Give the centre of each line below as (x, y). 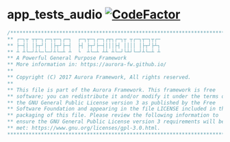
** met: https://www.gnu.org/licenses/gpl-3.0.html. (84, 128)
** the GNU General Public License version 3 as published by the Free (111, 102)
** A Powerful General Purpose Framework (67, 58)
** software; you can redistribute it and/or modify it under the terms (113, 96)
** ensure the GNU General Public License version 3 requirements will (111, 122)
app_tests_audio (55, 15)
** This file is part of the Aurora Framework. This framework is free (111, 90)
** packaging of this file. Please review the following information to (113, 115)
